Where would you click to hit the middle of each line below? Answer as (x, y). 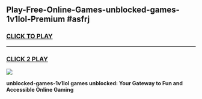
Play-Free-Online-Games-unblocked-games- (93, 10)
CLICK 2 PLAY (27, 59)
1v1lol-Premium (36, 19)
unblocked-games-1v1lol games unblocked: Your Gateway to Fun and (95, 83)
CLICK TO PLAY (29, 37)
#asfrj (78, 19)
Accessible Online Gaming (40, 89)
